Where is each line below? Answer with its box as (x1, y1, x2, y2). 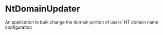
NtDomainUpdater (5, 3, 80, 14)
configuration (5, 24, 32, 30)
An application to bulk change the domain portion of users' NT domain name (5, 19, 159, 25)
